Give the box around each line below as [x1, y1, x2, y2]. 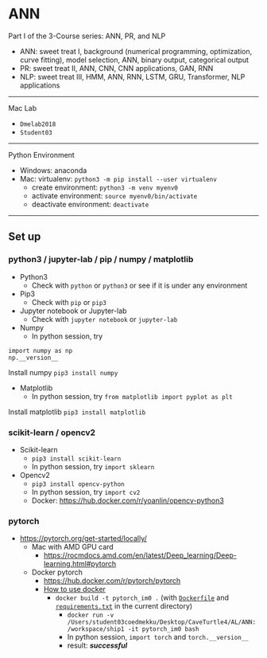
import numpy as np [8, 347, 73, 354]
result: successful [67, 640, 128, 650]
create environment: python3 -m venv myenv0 [31, 182, 179, 192]
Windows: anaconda [19, 165, 87, 175]
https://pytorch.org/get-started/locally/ [19, 534, 147, 543]
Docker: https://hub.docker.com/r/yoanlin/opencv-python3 [31, 495, 224, 505]
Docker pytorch [31, 567, 83, 578]
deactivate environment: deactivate [31, 199, 149, 209]
